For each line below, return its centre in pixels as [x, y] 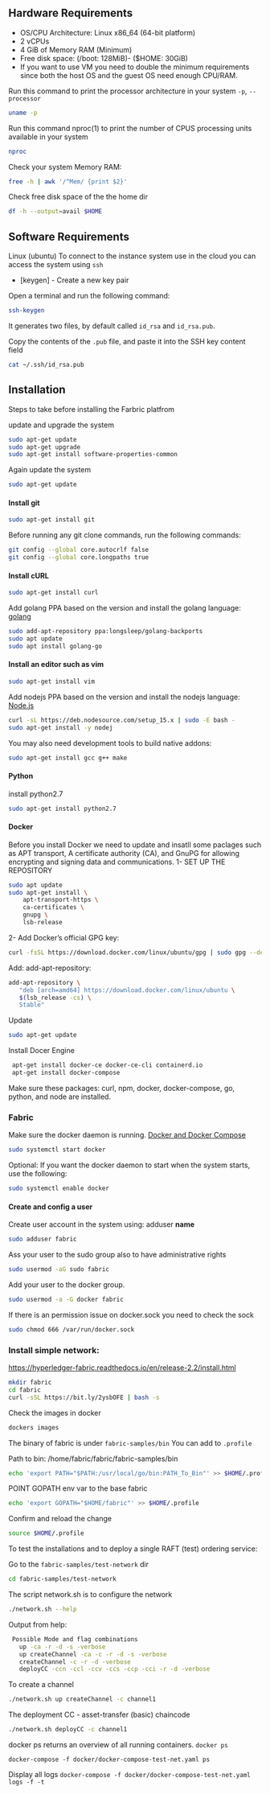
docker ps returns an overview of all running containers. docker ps [119, 1745]
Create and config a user [51, 1207]
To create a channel [41, 1685]
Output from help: [38, 1624]
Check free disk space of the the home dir [78, 197]
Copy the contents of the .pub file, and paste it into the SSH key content [127, 342]
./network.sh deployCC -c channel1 [68, 1730]
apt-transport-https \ [61, 900]
